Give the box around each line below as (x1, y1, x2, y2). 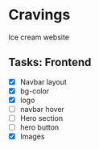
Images (19, 131, 45, 142)
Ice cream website (8, 32, 70, 42)
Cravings (8, 6, 71, 24)
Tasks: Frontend (8, 56, 92, 69)
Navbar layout (19, 77, 67, 86)
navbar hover (19, 104, 64, 114)
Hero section (19, 114, 63, 122)
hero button (19, 122, 60, 132)
